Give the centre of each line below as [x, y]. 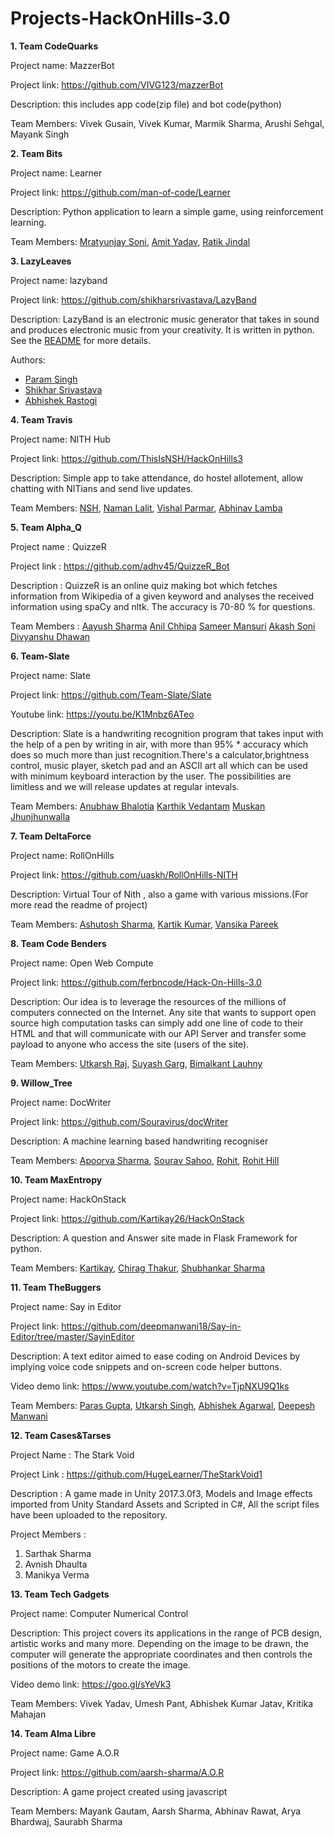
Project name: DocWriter [61, 1102]
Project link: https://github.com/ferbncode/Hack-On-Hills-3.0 [136, 982]
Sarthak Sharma [58, 1553]
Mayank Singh [40, 134]
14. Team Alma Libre [53, 1733]
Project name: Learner [56, 173]
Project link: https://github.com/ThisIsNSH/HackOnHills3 [126, 458]
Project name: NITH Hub [60, 439]
